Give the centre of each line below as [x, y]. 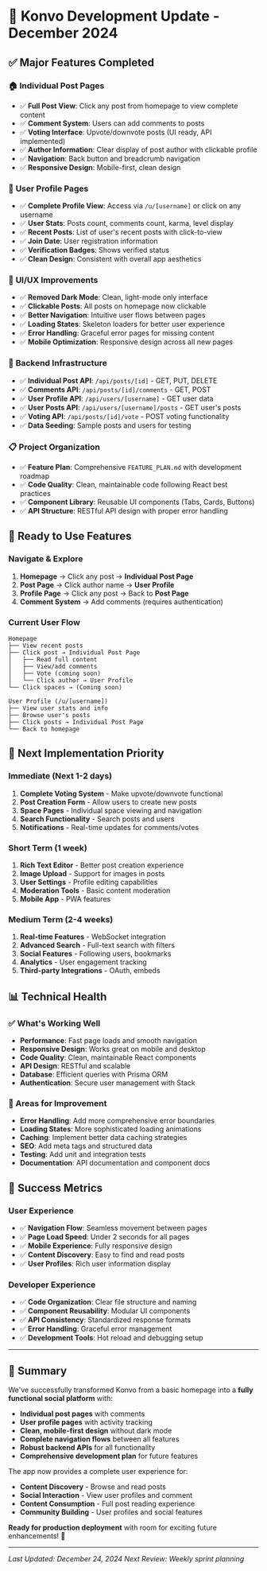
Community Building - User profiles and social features [111, 1512]
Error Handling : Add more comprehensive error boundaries [117, 1121]
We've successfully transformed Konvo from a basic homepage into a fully [131, 1390]
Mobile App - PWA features [65, 899]
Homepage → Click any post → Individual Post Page [106, 576]
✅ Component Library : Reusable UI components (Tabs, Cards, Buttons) [137, 502]
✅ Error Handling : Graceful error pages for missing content [117, 333]
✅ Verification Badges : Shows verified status [94, 250]
